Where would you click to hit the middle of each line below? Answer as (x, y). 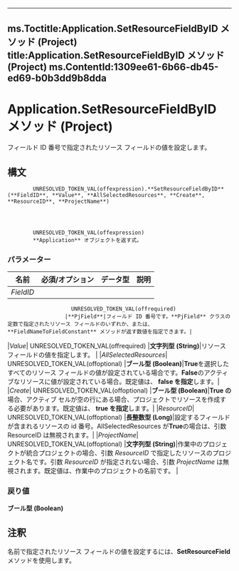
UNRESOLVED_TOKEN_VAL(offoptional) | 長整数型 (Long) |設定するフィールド (119, 418)
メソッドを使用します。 (42, 560)
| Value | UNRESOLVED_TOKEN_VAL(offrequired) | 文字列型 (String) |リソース (117, 346)
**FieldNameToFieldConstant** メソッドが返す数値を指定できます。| (100, 332)
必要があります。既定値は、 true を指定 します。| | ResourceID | (104, 408)
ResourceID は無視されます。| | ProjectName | (73, 435)
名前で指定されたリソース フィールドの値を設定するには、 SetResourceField (119, 551)
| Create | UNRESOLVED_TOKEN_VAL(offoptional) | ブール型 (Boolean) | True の (119, 390)
